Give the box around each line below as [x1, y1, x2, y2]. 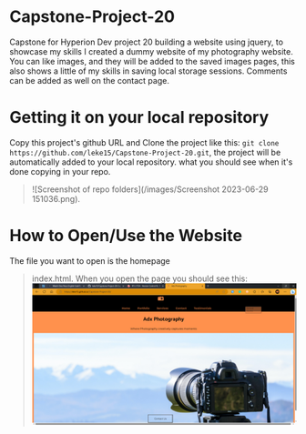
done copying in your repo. [9, 166, 111, 177]
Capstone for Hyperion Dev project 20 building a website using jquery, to [9, 36, 284, 47]
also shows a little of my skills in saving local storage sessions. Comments [9, 66, 288, 76]
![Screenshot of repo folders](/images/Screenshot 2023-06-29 [31, 184, 269, 195]
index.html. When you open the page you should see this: [31, 273, 249, 284]
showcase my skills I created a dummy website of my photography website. [9, 45, 293, 56]
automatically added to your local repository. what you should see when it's [9, 156, 293, 167]
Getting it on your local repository [9, 107, 270, 128]
